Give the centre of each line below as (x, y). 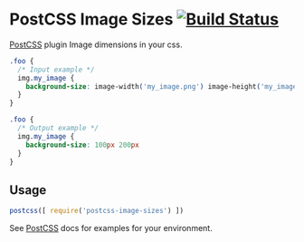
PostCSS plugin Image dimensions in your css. (96, 44)
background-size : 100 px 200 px (83, 145)
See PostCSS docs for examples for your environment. (111, 228)
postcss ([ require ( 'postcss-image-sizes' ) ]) (96, 211)
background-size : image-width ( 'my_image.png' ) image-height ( (143, 86)
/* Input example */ (56, 69)
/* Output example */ (58, 128)
